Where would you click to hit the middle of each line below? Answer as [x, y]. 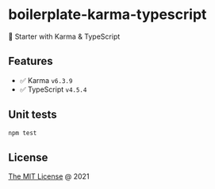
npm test [23, 133]
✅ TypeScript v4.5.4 [53, 89]
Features [31, 61]
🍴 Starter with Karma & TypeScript [64, 36]
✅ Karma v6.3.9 [46, 80]
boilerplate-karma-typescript [107, 15]
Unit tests [33, 115]
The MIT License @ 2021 [49, 176]
